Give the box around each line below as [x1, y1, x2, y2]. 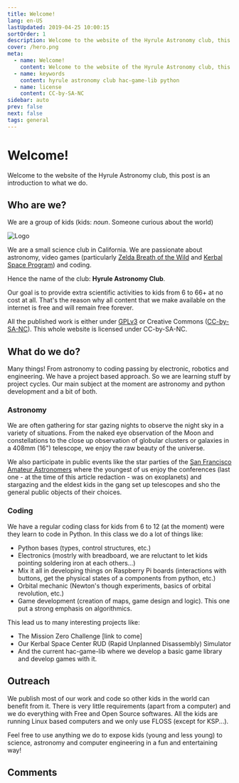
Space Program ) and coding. [7, 261, 92, 270]
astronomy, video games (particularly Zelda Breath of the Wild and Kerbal [7, 253, 223, 262]
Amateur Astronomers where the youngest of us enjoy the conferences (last [7, 465, 230, 474]
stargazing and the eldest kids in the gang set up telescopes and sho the [7, 481, 221, 489]
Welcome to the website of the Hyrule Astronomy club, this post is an [7, 170, 211, 179]
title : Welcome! [7, 10, 55, 18]
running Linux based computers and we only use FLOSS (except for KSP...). [7, 717, 229, 725]
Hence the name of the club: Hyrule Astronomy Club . [7, 275, 166, 283]
